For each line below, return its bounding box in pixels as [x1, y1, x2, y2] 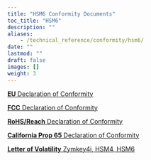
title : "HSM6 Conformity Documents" [7, 10, 116, 18]
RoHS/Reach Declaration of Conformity [7, 117, 123, 125]
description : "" [7, 23, 55, 31]
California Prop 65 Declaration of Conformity [7, 131, 140, 139]
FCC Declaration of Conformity [7, 103, 98, 112]
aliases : [7, 30, 33, 38]
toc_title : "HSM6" [7, 17, 62, 24]
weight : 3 [7, 70, 37, 77]
